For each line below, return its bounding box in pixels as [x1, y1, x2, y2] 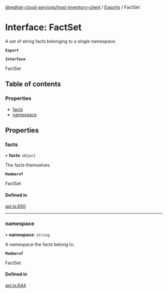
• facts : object [5, 152, 36, 158]
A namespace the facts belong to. [5, 241, 75, 247]
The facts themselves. [5, 162, 51, 168]
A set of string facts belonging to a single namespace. [5, 38, 116, 44]
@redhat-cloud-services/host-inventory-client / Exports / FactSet [5, 4, 140, 10]
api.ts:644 [5, 282, 26, 288]
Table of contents [5, 80, 61, 88]
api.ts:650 [5, 203, 26, 209]
